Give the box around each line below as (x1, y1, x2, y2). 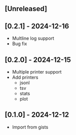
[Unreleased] (5, 5, 48, 13)
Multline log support (12, 36, 54, 42)
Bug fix (12, 41, 27, 47)
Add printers (12, 74, 39, 81)
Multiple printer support (12, 69, 62, 75)
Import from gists (12, 124, 49, 130)
